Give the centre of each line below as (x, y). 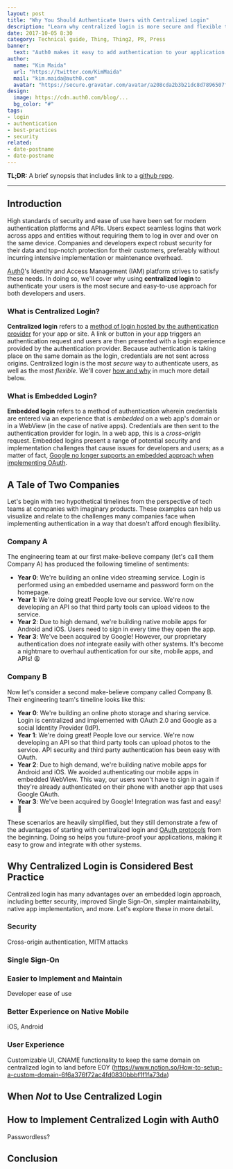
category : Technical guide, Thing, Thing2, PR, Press (87, 40)
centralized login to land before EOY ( (61, 1067)
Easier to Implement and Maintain (65, 979)
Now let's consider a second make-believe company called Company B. (110, 692)
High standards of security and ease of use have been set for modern (107, 220)
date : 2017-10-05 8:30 (40, 33)
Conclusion (33, 1159)
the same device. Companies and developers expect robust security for (110, 243)
